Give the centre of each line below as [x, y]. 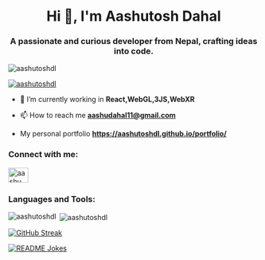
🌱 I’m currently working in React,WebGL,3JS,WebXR [107, 100]
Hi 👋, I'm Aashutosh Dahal [134, 16]
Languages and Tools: [52, 199]
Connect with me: [43, 155]
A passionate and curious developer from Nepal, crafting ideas [134, 41]
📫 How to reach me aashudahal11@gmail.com [98, 116]
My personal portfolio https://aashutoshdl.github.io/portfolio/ [123, 134]
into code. [134, 51]
